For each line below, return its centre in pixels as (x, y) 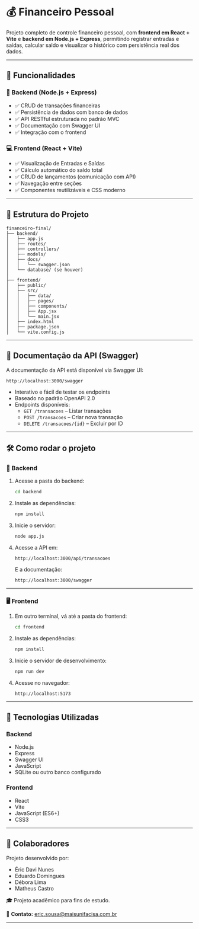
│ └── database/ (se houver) (45, 270)
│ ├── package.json (33, 327)
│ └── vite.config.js (36, 332)
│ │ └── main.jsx (33, 316)
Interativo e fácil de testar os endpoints (62, 392)
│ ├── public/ (26, 285)
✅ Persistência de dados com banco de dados (71, 112)
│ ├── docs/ (24, 259)
